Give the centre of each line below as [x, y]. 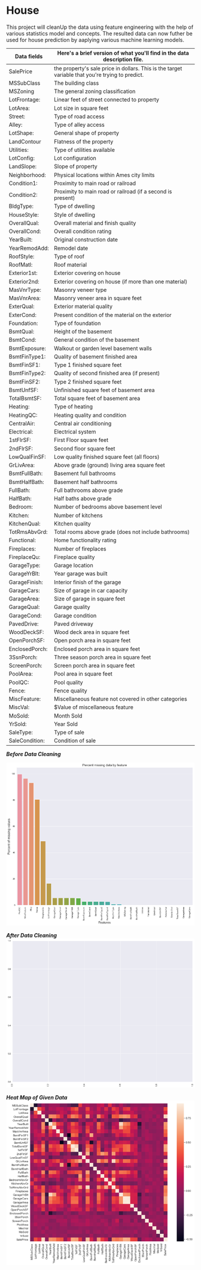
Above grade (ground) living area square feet [109, 465]
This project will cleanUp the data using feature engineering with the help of [100, 27]
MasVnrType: [25, 289]
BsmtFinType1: [27, 356]
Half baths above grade [83, 498]
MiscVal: [19, 707]
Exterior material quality [83, 306]
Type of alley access [79, 125]
